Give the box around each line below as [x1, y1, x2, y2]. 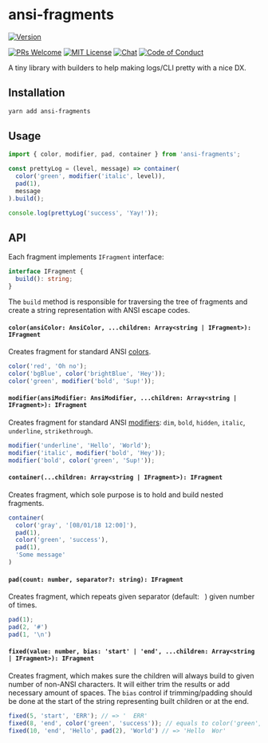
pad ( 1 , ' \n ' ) [8, 630, 52, 638]
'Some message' [15, 551, 66, 559]
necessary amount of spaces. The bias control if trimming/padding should [8, 688, 253, 698]
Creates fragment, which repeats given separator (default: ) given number [8, 592, 255, 602]
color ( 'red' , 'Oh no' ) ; [8, 362, 88, 370]
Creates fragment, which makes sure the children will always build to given [8, 671, 254, 681]
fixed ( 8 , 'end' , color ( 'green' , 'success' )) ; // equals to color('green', [8, 719, 262, 727]
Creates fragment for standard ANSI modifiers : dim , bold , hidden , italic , [8, 417, 246, 428]
